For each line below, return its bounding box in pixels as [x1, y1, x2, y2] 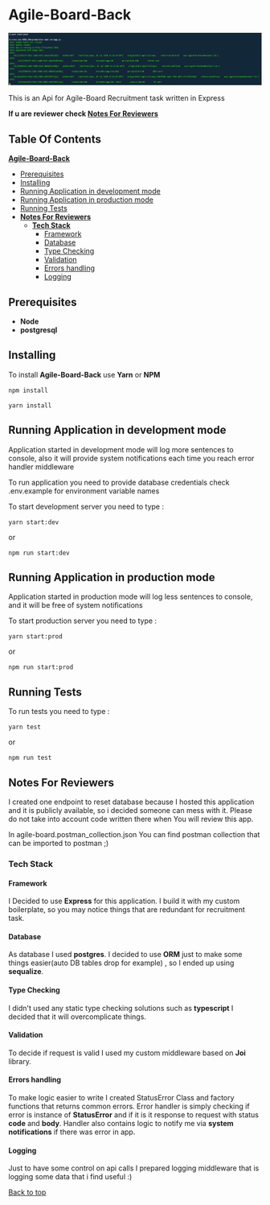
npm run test [8, 754, 52, 762]
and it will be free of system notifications [8, 600, 143, 610]
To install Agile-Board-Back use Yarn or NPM [8, 369, 161, 379]
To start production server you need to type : [8, 616, 157, 625]
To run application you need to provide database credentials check [8, 477, 231, 487]
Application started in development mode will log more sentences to [8, 444, 235, 454]
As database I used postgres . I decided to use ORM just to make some [8, 950, 243, 959]
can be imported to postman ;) [8, 839, 109, 848]
